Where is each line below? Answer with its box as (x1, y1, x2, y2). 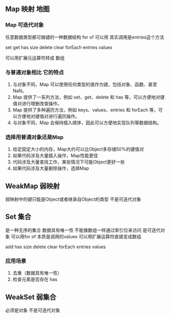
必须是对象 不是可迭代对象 (5, 307, 60, 313)
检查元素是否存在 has (12, 276, 58, 282)
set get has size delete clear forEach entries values (5, 44, 113, 50)
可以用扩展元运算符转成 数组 (5, 55, 65, 61)
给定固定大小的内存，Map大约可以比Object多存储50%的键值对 (12, 146, 144, 152)
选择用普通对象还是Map (5, 133, 64, 140)
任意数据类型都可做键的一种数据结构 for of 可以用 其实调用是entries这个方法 (5, 34, 164, 40)
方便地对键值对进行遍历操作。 (17, 113, 80, 119)
